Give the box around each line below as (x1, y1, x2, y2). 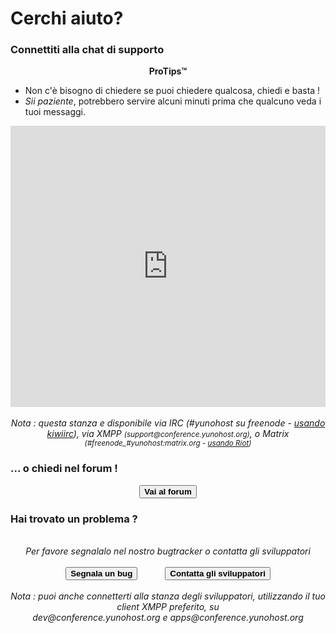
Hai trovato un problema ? (10, 512, 138, 526)
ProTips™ (148, 65, 188, 77)
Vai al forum (144, 486, 192, 497)
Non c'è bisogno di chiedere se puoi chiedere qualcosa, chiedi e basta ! (24, 85, 321, 97)
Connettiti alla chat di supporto (10, 43, 165, 57)
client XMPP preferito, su (116, 601, 220, 613)
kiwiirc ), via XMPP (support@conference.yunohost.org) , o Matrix (46, 428, 290, 440)
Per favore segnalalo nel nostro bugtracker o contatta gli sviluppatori (25, 545, 311, 557)
